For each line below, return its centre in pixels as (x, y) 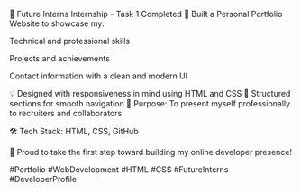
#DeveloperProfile (43, 179)
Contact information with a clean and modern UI (99, 76)
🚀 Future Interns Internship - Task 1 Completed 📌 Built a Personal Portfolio (146, 14)
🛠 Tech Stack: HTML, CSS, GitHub (74, 131)
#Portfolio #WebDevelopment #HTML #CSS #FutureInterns (119, 170)
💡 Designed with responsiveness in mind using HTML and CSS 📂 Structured (150, 93)
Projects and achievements (60, 58)
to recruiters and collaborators (66, 113)
